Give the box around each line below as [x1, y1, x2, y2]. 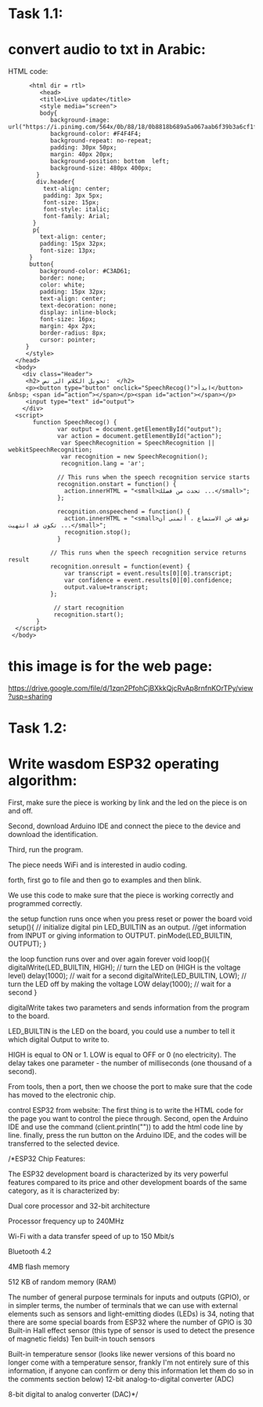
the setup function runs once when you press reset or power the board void [8, 914, 253, 923]
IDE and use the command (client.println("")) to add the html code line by [8, 1122, 243, 1131]
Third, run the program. [8, 845, 84, 854]
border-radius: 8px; [39, 329, 107, 338]
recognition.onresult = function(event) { [49, 563, 191, 571]
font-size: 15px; [42, 199, 100, 206]
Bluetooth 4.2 [8, 1247, 52, 1256]
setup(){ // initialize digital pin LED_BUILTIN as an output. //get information [8, 923, 247, 932]
